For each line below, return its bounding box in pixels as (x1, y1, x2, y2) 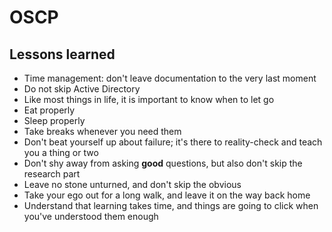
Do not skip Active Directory (23, 83, 141, 95)
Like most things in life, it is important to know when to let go (23, 94, 275, 105)
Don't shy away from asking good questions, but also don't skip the (23, 157, 303, 169)
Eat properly (23, 104, 76, 116)
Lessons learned (9, 46, 116, 63)
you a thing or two (23, 147, 99, 158)
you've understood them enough (23, 211, 159, 222)
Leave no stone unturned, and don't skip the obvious (23, 179, 242, 190)
